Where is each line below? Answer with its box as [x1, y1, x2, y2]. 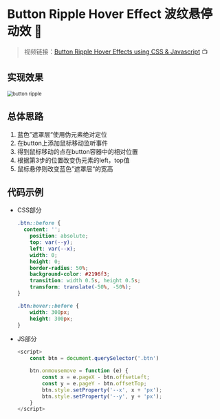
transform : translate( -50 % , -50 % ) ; [30, 284, 132, 291]
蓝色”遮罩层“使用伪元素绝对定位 [16, 130, 108, 138]
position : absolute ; [30, 233, 89, 240]
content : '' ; [23, 226, 61, 234]
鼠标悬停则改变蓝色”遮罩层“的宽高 [16, 164, 113, 172]
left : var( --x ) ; [30, 245, 76, 252]
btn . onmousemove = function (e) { [30, 367, 129, 374]
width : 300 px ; [30, 308, 70, 316]
